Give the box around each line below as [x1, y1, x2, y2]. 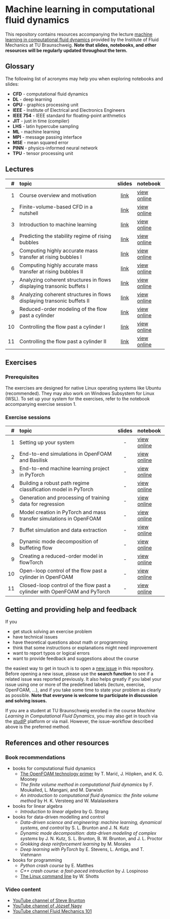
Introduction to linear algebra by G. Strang [20, 809, 109, 815]
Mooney [20, 776, 38, 782]
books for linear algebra [12, 803, 63, 809]
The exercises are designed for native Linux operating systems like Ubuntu [5, 385, 161, 391]
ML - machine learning [12, 129, 60, 135]
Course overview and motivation [19, 192, 97, 199]
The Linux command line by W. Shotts [20, 873, 99, 879]
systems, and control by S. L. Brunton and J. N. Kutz [20, 825, 129, 831]
